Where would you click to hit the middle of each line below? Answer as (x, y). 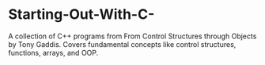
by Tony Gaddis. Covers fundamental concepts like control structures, (122, 44)
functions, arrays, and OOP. (53, 52)
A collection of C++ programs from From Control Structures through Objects (132, 36)
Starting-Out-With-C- (81, 14)
